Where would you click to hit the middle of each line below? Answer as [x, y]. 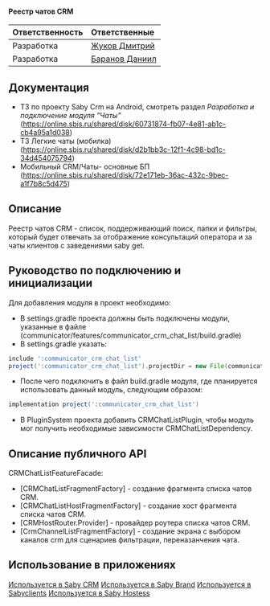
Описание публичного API [78, 454]
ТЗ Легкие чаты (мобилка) [65, 141]
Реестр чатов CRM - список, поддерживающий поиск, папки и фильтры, [133, 228]
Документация [49, 87]
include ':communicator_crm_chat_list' [75, 358]
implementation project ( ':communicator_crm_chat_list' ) [104, 405]
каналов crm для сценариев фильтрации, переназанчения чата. [129, 540]
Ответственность [48, 32]
